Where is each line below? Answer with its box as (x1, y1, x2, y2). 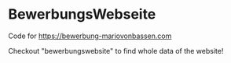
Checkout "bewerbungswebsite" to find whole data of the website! (8, 46, 224, 55)
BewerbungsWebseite (8, 5, 156, 23)
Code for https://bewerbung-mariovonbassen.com (8, 31, 172, 40)
